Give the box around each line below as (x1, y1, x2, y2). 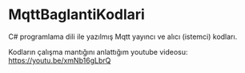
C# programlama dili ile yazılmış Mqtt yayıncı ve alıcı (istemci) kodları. (8, 32, 238, 41)
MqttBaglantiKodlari (8, 6, 146, 24)
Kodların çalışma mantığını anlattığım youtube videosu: (8, 47, 188, 56)
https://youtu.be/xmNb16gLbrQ (8, 56, 111, 65)
